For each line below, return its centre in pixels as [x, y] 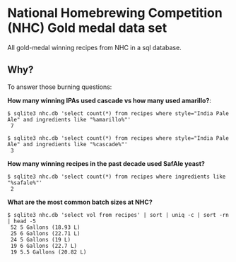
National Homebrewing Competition [115, 13]
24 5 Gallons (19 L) [41, 239]
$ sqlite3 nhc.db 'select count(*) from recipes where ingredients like [117, 177]
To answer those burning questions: [60, 87]
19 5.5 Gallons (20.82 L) [48, 252]
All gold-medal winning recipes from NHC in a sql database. [94, 47]
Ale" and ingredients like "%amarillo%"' [69, 119]
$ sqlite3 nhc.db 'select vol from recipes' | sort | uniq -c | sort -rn [118, 215]
